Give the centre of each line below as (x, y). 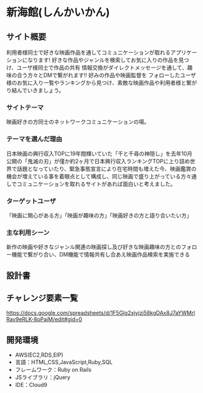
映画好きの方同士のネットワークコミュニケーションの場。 (78, 122)
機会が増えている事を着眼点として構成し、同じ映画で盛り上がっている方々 (99, 176)
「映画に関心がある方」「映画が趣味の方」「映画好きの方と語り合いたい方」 (99, 215)
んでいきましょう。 (41, 90)
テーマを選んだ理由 (34, 139)
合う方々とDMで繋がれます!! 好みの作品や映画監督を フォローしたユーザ (106, 75)
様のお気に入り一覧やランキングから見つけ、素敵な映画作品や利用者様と (96, 83)
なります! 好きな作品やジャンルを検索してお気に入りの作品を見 (105, 60)
